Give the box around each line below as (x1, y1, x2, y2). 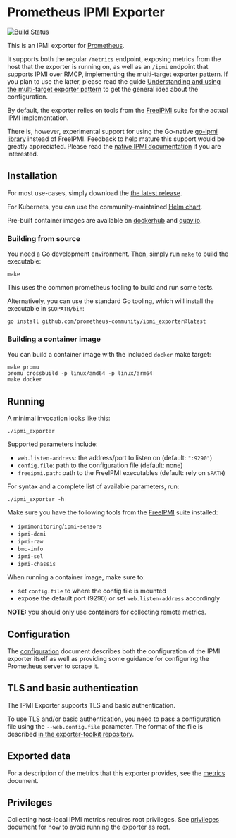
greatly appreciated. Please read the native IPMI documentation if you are (7, 142, 221, 150)
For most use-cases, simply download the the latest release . (7, 188, 182, 197)
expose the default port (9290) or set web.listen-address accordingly (17, 594, 221, 603)
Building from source (7, 233, 81, 243)
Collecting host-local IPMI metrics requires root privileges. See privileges (7, 815, 220, 824)
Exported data (7, 750, 71, 762)
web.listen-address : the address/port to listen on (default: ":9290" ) (17, 454, 213, 462)
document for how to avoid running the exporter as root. (7, 822, 170, 832)
